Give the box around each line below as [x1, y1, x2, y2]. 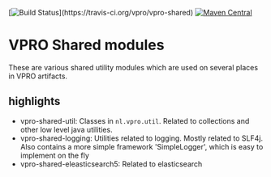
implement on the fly [19, 150, 89, 160]
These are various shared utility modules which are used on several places [8, 62, 258, 72]
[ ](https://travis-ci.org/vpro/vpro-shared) [8, 8, 194, 17]
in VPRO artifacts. [8, 71, 67, 81]
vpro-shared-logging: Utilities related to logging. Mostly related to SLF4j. [19, 133, 264, 143]
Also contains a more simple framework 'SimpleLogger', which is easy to [19, 141, 264, 151]
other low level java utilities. [19, 124, 113, 134]
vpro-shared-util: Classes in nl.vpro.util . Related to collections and [19, 116, 250, 125]
